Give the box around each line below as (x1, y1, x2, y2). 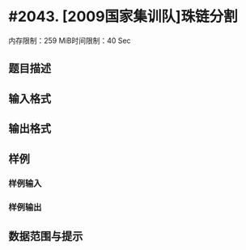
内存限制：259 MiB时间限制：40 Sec (8, 36, 131, 45)
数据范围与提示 (8, 229, 83, 243)
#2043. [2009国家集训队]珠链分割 (8, 7, 238, 26)
